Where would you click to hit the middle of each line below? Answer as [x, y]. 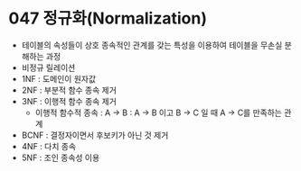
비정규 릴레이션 [48, 67]
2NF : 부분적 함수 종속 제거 [69, 90]
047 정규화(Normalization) [108, 18]
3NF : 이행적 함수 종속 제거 [69, 101]
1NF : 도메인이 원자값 [59, 78]
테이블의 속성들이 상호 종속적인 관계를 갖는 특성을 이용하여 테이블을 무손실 [152, 45]
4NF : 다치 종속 [49, 146]
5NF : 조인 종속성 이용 [61, 157]
